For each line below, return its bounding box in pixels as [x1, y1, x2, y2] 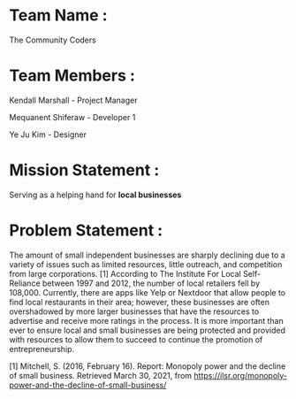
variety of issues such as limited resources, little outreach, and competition [9, 258, 283, 270]
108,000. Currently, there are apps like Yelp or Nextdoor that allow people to [9, 287, 285, 297]
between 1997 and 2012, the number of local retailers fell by [42, 278, 261, 288]
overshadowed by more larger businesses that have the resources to [9, 306, 260, 317]
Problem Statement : [9, 220, 163, 240]
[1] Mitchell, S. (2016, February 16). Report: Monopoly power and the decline [9, 360, 286, 372]
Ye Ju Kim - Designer [9, 129, 87, 140]
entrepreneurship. [9, 343, 75, 354]
